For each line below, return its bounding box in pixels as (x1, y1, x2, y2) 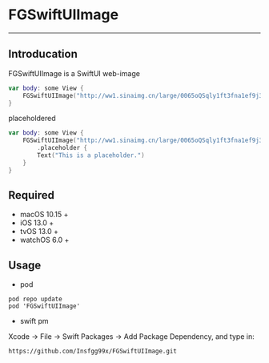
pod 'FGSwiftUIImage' (8, 302, 81, 310)
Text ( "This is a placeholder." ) (37, 151, 146, 159)
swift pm (19, 317, 50, 326)
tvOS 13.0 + (19, 227, 58, 236)
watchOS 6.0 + (19, 235, 70, 245)
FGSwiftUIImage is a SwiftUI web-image (8, 68, 140, 78)
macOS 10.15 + (19, 210, 69, 220)
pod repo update (8, 295, 62, 304)
